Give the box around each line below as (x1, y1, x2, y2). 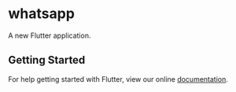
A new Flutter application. (8, 31, 91, 40)
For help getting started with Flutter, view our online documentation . (8, 74, 228, 83)
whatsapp (8, 5, 75, 23)
